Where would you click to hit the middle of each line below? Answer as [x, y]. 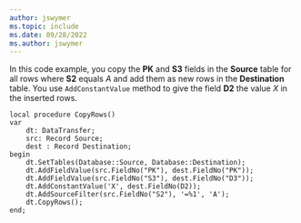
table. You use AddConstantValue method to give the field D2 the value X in [149, 88]
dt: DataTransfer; [60, 131]
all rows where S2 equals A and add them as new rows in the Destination [147, 79]
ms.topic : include [44, 26]
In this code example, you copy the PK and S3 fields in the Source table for [150, 69]
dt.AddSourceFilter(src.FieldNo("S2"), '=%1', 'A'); [128, 195]
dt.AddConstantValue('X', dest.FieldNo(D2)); [114, 187]
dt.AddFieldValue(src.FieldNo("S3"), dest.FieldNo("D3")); [140, 178]
